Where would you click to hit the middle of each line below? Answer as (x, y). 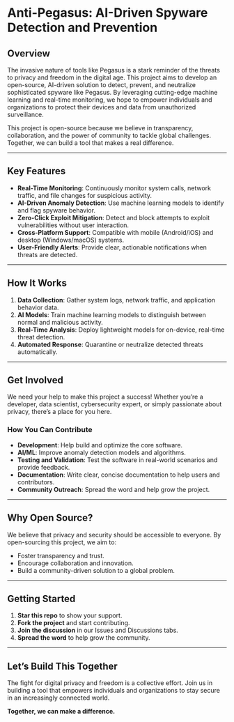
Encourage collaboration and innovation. (75, 563)
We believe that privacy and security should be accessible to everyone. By (114, 535)
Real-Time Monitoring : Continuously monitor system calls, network (114, 188)
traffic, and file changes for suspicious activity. (84, 195)
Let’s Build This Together (63, 666)
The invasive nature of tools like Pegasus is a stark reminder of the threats (114, 70)
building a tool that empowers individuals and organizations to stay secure (114, 691)
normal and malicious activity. (60, 322)
